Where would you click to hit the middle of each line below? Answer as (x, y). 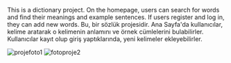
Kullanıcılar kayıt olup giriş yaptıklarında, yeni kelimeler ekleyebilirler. (105, 39)
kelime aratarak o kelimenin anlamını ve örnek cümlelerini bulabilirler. (105, 32)
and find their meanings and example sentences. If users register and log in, (116, 17)
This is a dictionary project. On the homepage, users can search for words (113, 10)
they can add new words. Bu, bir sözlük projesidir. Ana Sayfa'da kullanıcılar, (115, 24)
